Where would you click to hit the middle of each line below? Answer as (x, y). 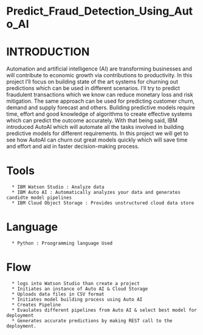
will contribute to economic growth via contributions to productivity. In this (99, 75)
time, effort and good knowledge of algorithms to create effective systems (99, 114)
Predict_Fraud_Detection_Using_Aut (100, 11)
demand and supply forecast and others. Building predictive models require (101, 108)
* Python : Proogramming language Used (62, 243)
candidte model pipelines (39, 198)
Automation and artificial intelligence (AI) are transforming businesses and (99, 69)
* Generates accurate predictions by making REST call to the (92, 320)
